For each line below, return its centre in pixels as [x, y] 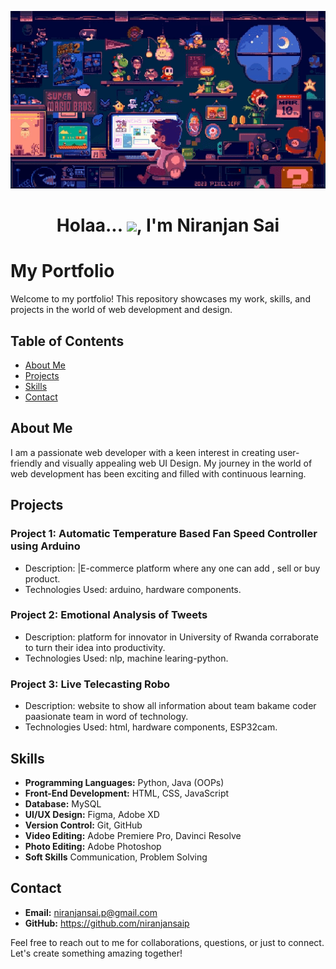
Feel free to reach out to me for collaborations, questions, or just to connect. [167, 942]
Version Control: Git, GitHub [83, 825]
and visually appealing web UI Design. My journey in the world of [178, 463]
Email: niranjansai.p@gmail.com [91, 912]
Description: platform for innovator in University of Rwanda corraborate [171, 637]
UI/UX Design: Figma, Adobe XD [92, 814]
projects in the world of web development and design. [121, 310]
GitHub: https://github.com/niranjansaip [107, 923]
